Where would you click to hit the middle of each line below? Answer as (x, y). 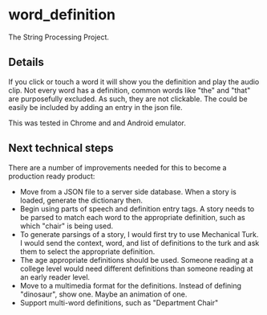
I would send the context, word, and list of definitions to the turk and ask (140, 243)
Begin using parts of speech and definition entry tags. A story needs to (137, 209)
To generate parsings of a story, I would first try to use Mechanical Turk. (139, 234)
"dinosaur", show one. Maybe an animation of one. (103, 294)
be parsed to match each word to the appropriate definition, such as (133, 217)
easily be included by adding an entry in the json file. (95, 107)
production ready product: (52, 176)
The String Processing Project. (59, 37)
